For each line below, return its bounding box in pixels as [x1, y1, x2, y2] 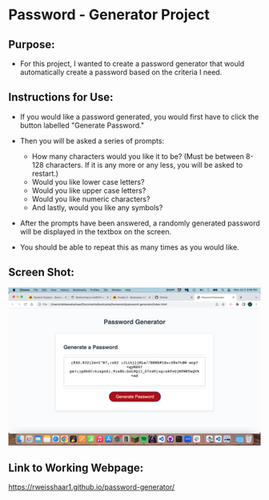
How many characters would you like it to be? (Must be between [31, 151, 244, 161]
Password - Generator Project [8, 6, 211, 24]
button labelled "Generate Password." [19, 120, 145, 130]
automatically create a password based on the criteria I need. [19, 67, 223, 77]
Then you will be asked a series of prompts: [19, 136, 165, 145]
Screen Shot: [8, 266, 74, 279]
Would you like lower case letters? [31, 177, 145, 186]
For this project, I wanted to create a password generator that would [19, 59, 245, 68]
